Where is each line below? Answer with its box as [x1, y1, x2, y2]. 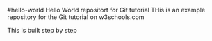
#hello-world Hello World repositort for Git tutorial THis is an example [7, 6, 206, 14]
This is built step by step [7, 27, 78, 34]
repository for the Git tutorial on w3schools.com [7, 13, 145, 21]
